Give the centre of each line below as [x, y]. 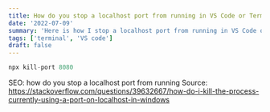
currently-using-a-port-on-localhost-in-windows [89, 100]
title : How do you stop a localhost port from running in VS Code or [127, 16]
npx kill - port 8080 [41, 68]
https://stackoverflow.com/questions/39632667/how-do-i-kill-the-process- [134, 91]
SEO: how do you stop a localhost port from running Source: [108, 82]
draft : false [30, 46]
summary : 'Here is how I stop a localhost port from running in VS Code [133, 30]
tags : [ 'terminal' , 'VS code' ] [61, 38]
